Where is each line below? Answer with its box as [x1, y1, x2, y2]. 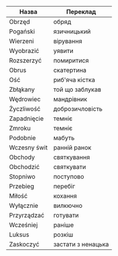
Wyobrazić [9, 47, 40, 55]
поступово [53, 173, 84, 180]
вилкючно [53, 202, 83, 210]
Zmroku [9, 124, 31, 132]
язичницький [53, 27, 91, 35]
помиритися [53, 57, 89, 64]
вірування [53, 37, 82, 45]
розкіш [53, 230, 74, 239]
